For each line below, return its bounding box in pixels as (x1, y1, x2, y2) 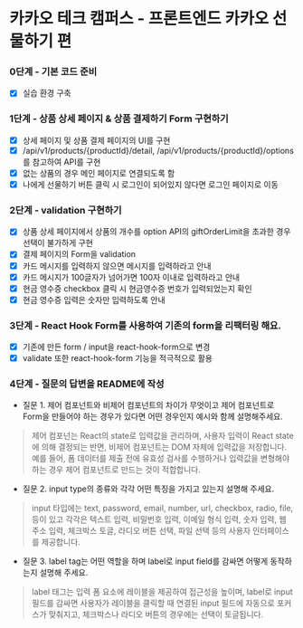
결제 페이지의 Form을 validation (22, 249, 137, 260)
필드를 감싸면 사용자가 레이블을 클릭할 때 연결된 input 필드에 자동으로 (31, 598, 275, 609)
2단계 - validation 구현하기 (9, 205, 122, 217)
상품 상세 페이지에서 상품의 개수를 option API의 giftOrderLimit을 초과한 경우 (22, 226, 291, 237)
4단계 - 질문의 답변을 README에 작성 (9, 377, 165, 390)
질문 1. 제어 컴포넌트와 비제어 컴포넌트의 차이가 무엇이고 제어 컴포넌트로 (22, 400, 275, 411)
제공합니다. (41, 537, 81, 547)
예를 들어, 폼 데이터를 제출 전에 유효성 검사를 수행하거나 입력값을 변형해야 (31, 453, 290, 464)
